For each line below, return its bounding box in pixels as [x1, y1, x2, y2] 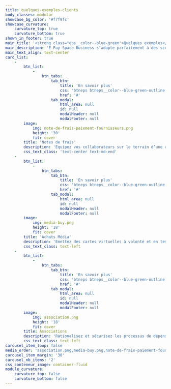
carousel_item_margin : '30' [5, 352, 65, 357]
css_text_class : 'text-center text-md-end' [23, 149, 117, 155]
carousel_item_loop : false [5, 343, 63, 348]
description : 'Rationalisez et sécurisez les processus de [23, 334, 152, 339]
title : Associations [23, 329, 67, 334]
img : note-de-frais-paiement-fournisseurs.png [32, 126, 133, 131]
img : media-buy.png [32, 220, 74, 225]
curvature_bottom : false [14, 376, 67, 381]
